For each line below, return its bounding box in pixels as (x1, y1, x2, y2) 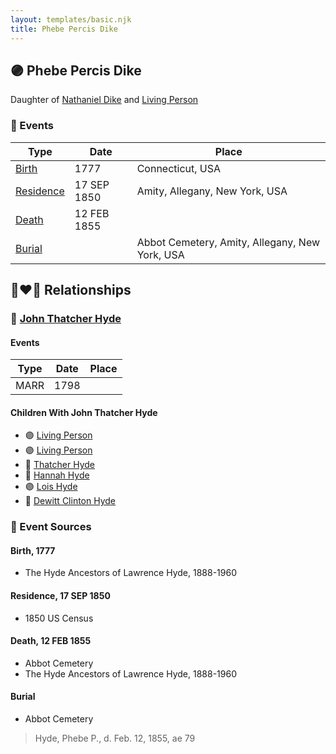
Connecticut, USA (136, 161, 222, 175)
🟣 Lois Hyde (24, 481, 78, 493)
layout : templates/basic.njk (10, 14, 132, 25)
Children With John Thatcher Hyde (10, 406, 158, 418)
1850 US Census (24, 612, 94, 624)
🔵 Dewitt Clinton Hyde (24, 495, 117, 507)
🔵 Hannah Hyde (24, 469, 90, 481)
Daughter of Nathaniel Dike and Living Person (10, 94, 199, 106)
